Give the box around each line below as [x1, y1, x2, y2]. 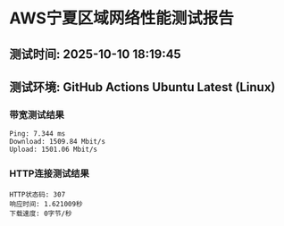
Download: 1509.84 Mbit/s [9, 138, 105, 146]
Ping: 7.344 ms [9, 130, 66, 138]
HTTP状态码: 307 [9, 189, 66, 199]
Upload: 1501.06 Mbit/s [9, 145, 98, 155]
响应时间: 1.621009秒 [9, 199, 83, 208]
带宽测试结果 [9, 108, 65, 121]
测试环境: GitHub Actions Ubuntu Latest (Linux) [9, 80, 276, 95]
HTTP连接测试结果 [9, 167, 89, 180]
